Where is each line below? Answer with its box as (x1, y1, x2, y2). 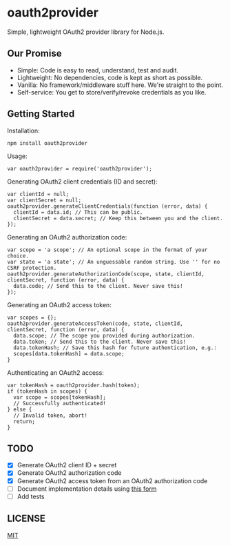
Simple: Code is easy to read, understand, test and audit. (17, 66, 179, 74)
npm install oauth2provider (7, 139, 88, 146)
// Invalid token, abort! (13, 412, 88, 419)
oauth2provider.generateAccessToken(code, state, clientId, (7, 320, 184, 327)
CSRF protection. (7, 264, 57, 271)
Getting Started (7, 108, 75, 120)
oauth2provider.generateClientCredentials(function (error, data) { (7, 202, 208, 210)
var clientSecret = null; (7, 197, 81, 204)
